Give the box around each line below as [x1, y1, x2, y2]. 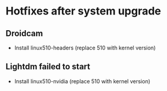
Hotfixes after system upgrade [5, 4, 162, 18]
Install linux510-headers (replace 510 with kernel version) [14, 44, 156, 51]
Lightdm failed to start [5, 61, 91, 72]
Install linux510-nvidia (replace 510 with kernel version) [14, 77, 151, 85]
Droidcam [5, 28, 43, 39]
